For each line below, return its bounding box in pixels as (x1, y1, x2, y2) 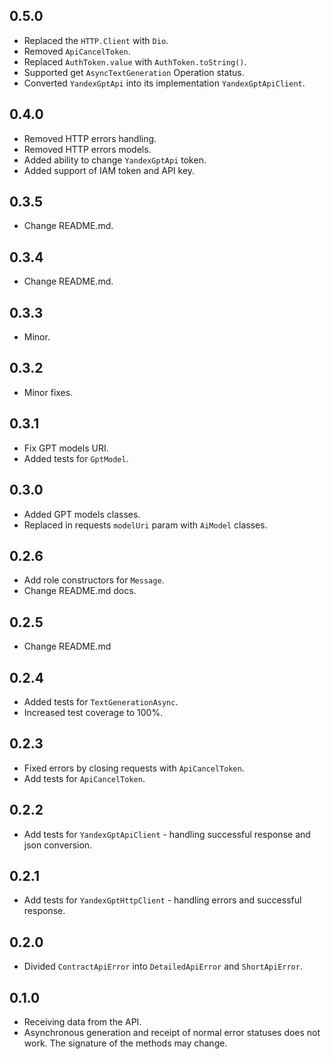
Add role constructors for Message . (23, 574, 165, 586)
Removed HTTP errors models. (23, 143, 152, 155)
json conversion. (23, 839, 93, 851)
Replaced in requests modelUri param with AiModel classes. (23, 519, 268, 531)
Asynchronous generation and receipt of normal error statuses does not (23, 1027, 321, 1038)
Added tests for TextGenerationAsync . (23, 695, 179, 708)
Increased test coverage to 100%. (23, 706, 164, 718)
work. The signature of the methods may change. (23, 1037, 228, 1049)
